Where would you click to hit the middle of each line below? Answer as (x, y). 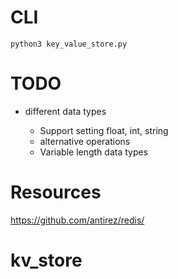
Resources (56, 192)
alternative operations (85, 141)
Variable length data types (94, 152)
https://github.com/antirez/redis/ (77, 220)
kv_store (46, 260)
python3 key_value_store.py (69, 44)
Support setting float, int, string (104, 130)
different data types (65, 111)
